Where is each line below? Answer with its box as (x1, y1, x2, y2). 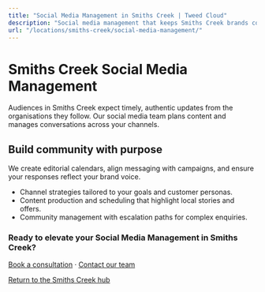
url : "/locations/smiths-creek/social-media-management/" (8, 26, 203, 34)
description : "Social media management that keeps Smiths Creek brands (8, 19, 248, 27)
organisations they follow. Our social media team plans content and (8, 111, 226, 121)
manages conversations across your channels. (8, 120, 160, 129)
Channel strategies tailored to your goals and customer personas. (19, 187, 233, 197)
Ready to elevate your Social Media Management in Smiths (8, 232, 238, 243)
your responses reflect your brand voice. (8, 172, 141, 182)
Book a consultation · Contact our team (8, 260, 136, 269)
